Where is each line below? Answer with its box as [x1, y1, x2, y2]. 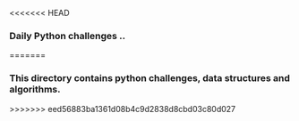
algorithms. [9, 84, 61, 96]
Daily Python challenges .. [9, 29, 126, 42]
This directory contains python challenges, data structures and [9, 72, 291, 85]
